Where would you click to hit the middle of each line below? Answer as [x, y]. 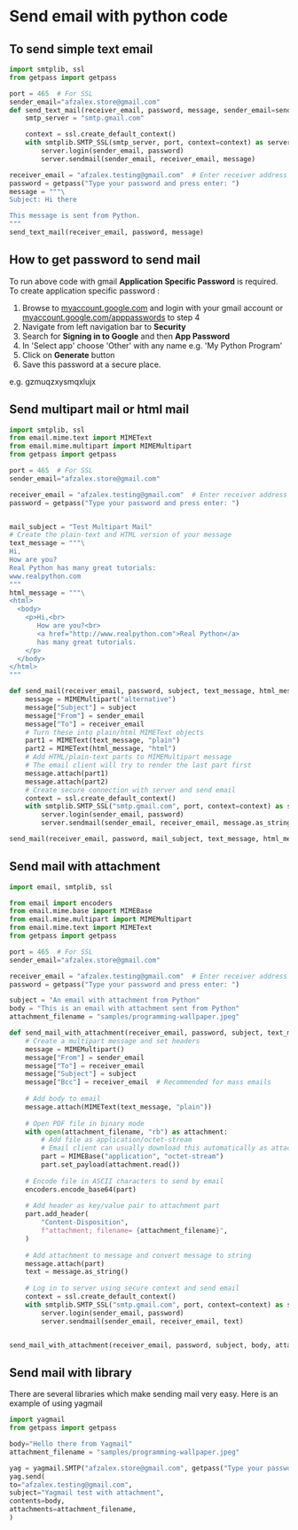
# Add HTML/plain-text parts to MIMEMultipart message [129, 757]
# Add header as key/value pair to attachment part [122, 1206]
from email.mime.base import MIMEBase [81, 911]
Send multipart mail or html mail [99, 410]
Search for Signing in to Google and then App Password [126, 336]
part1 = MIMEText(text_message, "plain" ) [102, 741]
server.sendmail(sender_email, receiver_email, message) [148, 159]
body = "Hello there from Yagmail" [71, 1444]
